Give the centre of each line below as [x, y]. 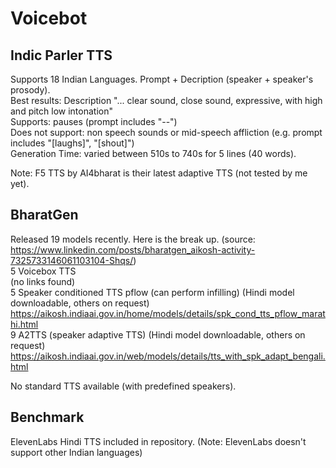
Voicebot [49, 18]
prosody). [30, 90]
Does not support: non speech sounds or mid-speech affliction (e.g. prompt [166, 132]
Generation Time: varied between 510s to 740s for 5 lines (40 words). [153, 153]
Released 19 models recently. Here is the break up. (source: [133, 239]
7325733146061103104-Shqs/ [72, 260]
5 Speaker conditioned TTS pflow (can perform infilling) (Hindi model [152, 292]
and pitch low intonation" [61, 111]
